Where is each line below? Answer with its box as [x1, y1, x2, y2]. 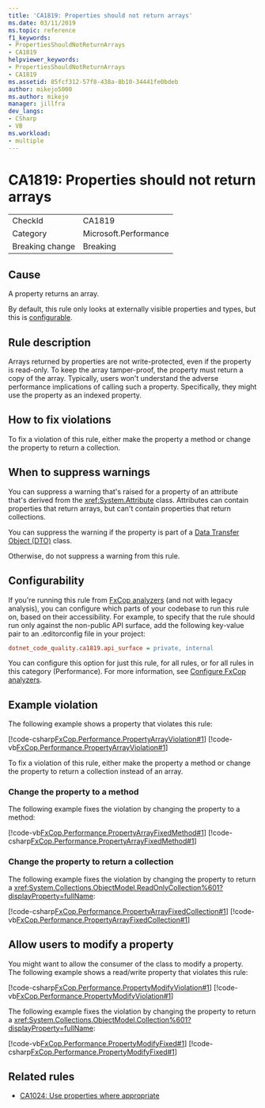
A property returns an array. [8, 289, 100, 299]
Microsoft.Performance [82, 228, 169, 239]
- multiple [8, 136, 44, 145]
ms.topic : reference [8, 26, 77, 34]
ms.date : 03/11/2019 [8, 19, 77, 27]
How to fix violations [8, 413, 112, 427]
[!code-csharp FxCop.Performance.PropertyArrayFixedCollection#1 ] [8, 906, 229, 916]
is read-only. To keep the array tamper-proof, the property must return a [8, 365, 244, 375]
